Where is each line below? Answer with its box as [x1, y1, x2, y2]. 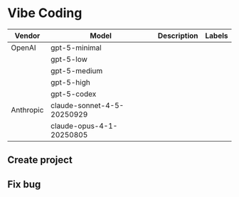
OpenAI [11, 43, 37, 53]
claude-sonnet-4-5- [51, 100, 124, 110]
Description [157, 31, 198, 41]
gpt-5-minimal [51, 43, 102, 53]
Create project [7, 154, 73, 166]
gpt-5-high [51, 77, 90, 87]
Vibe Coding [7, 5, 83, 21]
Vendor [14, 31, 41, 41]
